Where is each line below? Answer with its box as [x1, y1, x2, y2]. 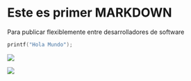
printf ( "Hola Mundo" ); [7, 41, 73, 48]
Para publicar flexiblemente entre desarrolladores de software [7, 28, 185, 36]
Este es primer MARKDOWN [7, 5, 172, 21]
